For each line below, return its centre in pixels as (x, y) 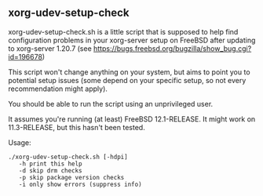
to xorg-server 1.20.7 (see (50, 48)
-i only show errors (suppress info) (80, 184)
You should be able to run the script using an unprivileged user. (111, 103)
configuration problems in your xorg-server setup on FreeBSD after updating (132, 40)
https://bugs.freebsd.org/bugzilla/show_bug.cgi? (172, 48)
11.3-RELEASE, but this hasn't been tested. (77, 127)
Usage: (20, 142)
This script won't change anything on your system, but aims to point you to (129, 72)
